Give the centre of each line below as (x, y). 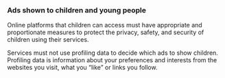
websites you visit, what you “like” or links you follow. (82, 68)
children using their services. (48, 40)
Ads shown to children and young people (76, 10)
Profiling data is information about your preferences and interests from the (112, 60)
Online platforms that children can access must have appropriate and (105, 25)
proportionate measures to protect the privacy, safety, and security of (106, 32)
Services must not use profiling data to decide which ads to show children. (113, 53)
